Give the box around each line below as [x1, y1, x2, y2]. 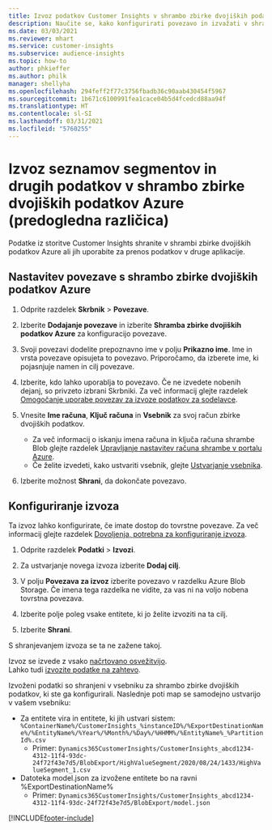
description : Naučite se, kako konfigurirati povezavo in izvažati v [8, 19, 249, 28]
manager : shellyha [8, 79, 70, 87]
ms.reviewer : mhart [8, 34, 74, 43]
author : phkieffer [8, 65, 70, 73]
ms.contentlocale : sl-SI [8, 110, 92, 118]
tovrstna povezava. [19, 594, 84, 603]
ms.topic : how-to [8, 57, 67, 66]
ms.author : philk [8, 72, 67, 80]
